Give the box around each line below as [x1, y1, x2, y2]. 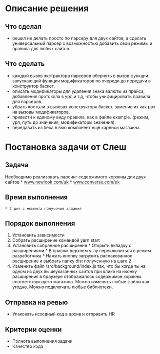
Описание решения [5, 3, 89, 14]
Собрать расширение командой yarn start [12, 237, 100, 243]
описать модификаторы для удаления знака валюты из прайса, [12, 88, 145, 94]
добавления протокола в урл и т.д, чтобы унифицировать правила [12, 93, 150, 99]
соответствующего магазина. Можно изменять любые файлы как [12, 279, 150, 285]
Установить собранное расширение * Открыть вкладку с [12, 242, 132, 249]
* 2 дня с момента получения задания [5, 206, 82, 211]
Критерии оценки [5, 325, 62, 334]
